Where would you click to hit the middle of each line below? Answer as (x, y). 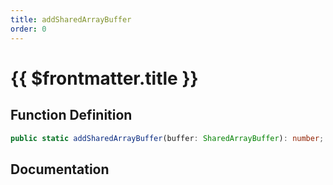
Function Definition (71, 115)
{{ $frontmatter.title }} (104, 78)
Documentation (60, 169)
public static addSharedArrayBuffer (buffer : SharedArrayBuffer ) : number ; (167, 138)
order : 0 (28, 29)
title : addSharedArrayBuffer (71, 19)
